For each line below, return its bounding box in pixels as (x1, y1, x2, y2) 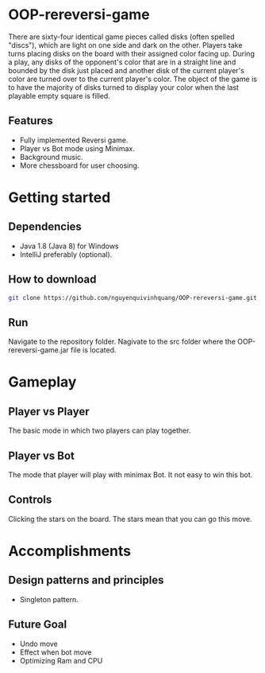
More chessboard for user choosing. (19, 161, 140, 170)
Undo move (19, 639, 58, 648)
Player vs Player (8, 404, 90, 418)
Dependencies (8, 220, 82, 234)
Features (8, 114, 53, 128)
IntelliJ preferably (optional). (19, 249, 113, 259)
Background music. (19, 152, 83, 161)
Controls (8, 493, 52, 507)
